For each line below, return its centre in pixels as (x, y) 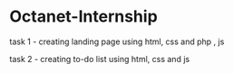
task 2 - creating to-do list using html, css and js (100, 59)
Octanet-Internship (84, 17)
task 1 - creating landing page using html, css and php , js (117, 41)
